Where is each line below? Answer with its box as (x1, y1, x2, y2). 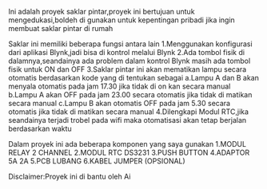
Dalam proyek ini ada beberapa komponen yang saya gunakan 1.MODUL (8, 140, 246, 148)
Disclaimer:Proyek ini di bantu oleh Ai (8, 171, 131, 181)
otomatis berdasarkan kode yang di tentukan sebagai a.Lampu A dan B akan (8, 73, 260, 82)
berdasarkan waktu (8, 124, 72, 133)
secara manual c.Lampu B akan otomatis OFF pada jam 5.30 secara (8, 99, 230, 108)
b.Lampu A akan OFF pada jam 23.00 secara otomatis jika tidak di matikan (8, 90, 253, 99)
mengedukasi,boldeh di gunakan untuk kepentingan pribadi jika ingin (8, 15, 236, 25)
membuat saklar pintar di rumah (8, 24, 114, 33)
